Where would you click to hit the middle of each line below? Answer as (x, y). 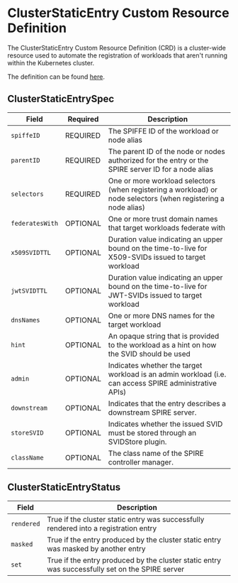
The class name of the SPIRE (156, 453)
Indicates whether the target (155, 365)
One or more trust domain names (163, 219)
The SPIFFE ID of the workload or (163, 131)
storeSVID (27, 432)
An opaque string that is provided (164, 336)
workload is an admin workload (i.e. (167, 374)
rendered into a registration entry (102, 528)
